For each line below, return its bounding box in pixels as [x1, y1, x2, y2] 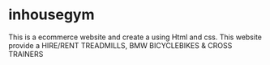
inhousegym [8, 6, 95, 24]
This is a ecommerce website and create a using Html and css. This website [8, 32, 262, 42]
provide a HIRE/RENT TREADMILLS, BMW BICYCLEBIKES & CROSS [8, 40, 233, 50]
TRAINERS [8, 49, 44, 59]
